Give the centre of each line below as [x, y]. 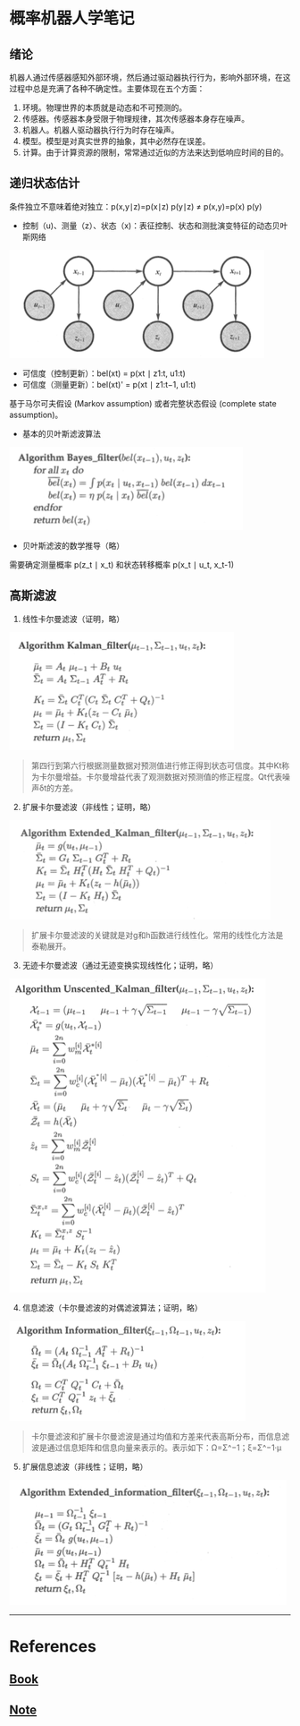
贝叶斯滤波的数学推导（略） [73, 545]
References [53, 1646]
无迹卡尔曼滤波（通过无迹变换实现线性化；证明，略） [120, 965]
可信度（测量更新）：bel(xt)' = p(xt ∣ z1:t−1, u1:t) [109, 384]
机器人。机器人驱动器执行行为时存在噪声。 [100, 130]
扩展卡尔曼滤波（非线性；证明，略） [89, 807]
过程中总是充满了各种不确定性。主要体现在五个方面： [107, 89]
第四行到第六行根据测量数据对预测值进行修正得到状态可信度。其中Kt [156, 765]
